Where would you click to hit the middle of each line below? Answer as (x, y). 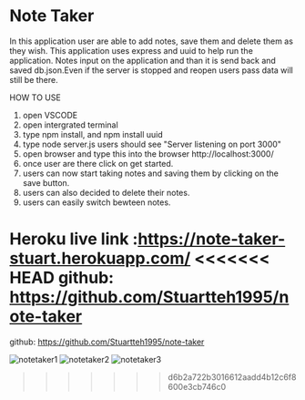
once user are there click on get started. (98, 163)
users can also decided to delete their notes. (106, 192)
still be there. (34, 79)
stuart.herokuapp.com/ (100, 258)
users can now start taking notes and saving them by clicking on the (151, 173)
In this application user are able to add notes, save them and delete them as (152, 41)
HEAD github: (62, 278)
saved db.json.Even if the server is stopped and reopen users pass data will (151, 70)
